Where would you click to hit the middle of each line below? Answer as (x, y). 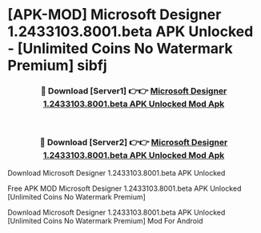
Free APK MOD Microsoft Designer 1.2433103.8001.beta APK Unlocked (124, 188)
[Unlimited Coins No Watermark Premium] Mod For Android (105, 220)
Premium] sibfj (57, 66)
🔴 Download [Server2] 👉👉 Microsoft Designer (134, 143)
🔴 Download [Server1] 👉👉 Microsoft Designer (134, 91)
